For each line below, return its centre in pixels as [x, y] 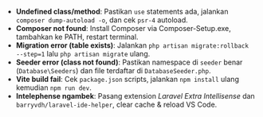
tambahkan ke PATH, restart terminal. [77, 37]
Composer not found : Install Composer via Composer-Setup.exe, [123, 28]
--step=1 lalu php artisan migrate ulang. [83, 54]
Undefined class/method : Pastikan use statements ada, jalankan [122, 12]
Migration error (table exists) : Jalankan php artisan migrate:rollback [132, 45]
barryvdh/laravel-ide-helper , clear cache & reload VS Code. [116, 104]
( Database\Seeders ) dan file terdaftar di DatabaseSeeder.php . [113, 70]
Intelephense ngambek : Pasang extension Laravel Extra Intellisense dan [135, 96]
